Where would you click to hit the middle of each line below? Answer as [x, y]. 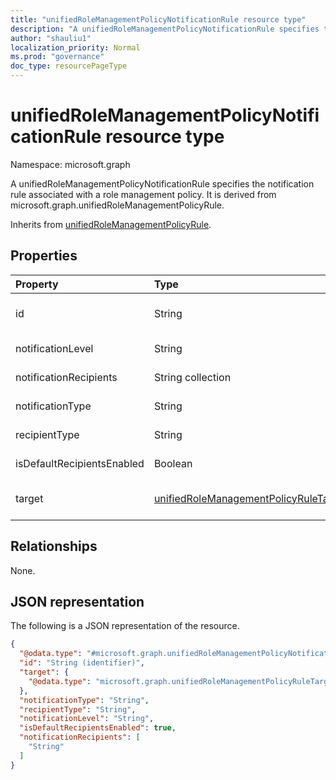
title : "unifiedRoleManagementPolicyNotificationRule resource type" [158, 19]
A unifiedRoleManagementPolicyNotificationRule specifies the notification [162, 183]
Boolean [173, 463]
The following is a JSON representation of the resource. [125, 626]
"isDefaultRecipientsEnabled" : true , [98, 728]
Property [37, 284]
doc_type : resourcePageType [69, 66]
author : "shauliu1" [51, 38]
